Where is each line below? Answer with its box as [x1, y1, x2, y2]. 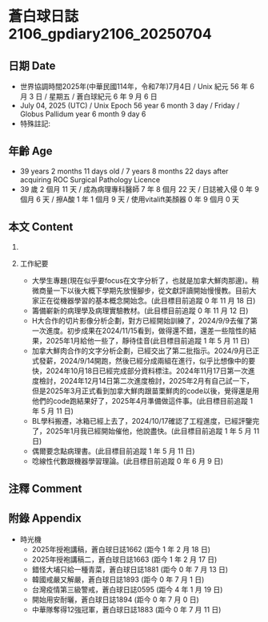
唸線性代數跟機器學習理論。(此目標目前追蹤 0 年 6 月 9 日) [31, 456, 224, 465]
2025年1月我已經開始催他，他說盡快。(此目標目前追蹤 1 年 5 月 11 [46, 426, 260, 436]
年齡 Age [8, 144, 53, 158]
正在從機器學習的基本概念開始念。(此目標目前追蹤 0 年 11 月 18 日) [38, 295, 256, 305]
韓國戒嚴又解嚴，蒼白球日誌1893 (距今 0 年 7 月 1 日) [31, 575, 205, 584]
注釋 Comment [8, 482, 82, 496]
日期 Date [8, 59, 56, 72]
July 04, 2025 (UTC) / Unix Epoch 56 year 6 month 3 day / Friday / [19, 101, 240, 110]
